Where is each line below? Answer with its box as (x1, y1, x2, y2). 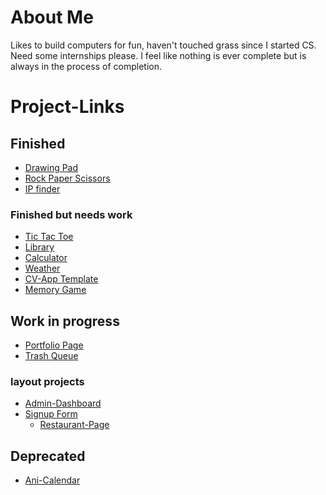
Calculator (24, 252, 68, 264)
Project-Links (10, 96, 125, 118)
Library (24, 241, 55, 253)
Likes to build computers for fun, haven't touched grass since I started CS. (10, 39, 317, 51)
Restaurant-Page (39, 419, 110, 431)
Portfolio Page (24, 339, 84, 351)
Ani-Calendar (24, 474, 81, 486)
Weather (24, 262, 61, 275)
